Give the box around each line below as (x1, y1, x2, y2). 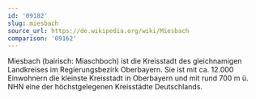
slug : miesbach (7, 19, 59, 27)
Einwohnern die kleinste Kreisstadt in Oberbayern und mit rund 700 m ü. (7, 73, 249, 83)
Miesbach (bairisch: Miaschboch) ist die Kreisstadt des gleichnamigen (7, 56, 242, 66)
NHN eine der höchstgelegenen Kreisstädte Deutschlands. (7, 82, 203, 92)
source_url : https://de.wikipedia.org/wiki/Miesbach (7, 27, 190, 35)
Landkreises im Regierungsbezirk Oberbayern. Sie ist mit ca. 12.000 (7, 65, 234, 75)
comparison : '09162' (7, 34, 78, 43)
